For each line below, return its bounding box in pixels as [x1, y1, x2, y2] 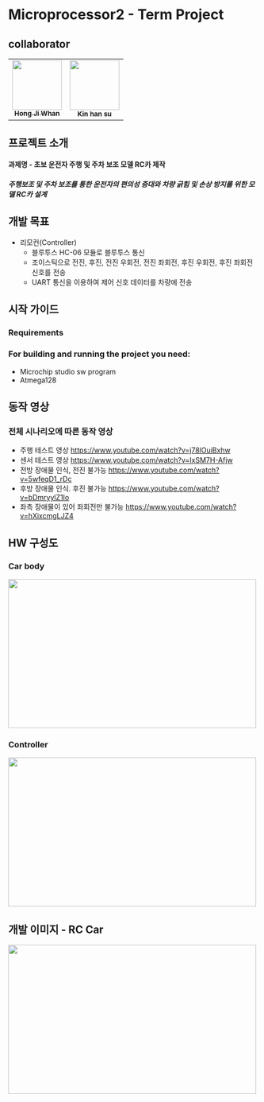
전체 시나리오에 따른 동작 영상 [8, 425, 113, 437]
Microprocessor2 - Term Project [8, 6, 224, 24]
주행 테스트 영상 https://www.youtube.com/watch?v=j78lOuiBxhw [19, 445, 231, 455]
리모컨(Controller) [19, 237, 77, 247]
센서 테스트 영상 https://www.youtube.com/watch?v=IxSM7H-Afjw [19, 456, 234, 465]
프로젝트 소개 [8, 136, 69, 149]
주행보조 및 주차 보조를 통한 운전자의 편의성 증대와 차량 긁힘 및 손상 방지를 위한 [8, 180, 247, 189]
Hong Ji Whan [14, 109, 60, 118]
